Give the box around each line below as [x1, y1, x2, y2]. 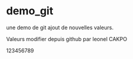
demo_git [6, 4, 54, 18]
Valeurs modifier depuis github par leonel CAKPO [6, 35, 127, 42]
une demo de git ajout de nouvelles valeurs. [6, 24, 114, 31]
